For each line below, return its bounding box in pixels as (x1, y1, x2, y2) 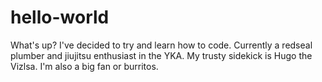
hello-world (10, 6, 110, 29)
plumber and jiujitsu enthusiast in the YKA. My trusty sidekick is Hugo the (10, 49, 313, 61)
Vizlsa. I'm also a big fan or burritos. (10, 60, 159, 72)
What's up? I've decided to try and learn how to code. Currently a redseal (10, 39, 313, 51)
